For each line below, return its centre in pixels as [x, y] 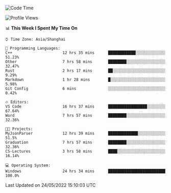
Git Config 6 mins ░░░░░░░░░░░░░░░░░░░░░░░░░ [86, 89]
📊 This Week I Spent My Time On [41, 28]
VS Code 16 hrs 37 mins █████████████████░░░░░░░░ [86, 106]
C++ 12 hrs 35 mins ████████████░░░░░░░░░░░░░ [86, 53]
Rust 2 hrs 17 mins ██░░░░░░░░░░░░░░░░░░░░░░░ [86, 71]
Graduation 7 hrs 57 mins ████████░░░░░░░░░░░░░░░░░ [86, 142]
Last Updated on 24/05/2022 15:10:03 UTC [51, 185]
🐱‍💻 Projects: [19, 129]
